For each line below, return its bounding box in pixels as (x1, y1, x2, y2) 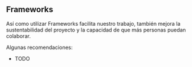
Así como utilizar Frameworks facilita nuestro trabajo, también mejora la (6, 20, 181, 27)
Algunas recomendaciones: (6, 44, 73, 51)
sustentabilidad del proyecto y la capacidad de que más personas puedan (6, 26, 186, 33)
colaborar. (6, 32, 31, 40)
